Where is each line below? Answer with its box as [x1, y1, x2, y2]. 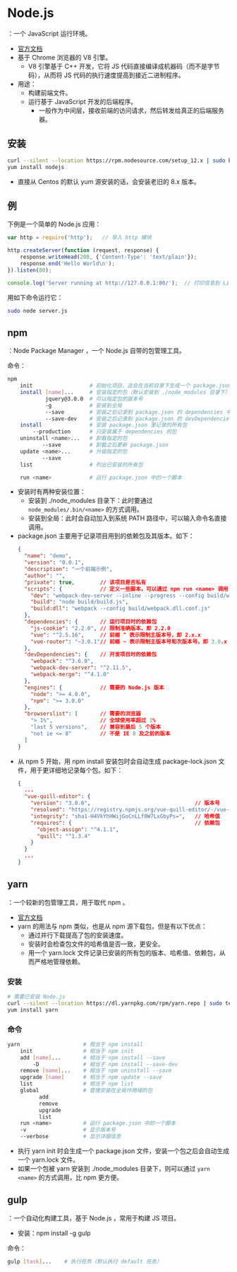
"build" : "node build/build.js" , [30, 599, 129, 606]
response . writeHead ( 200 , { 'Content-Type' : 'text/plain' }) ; [20, 253, 197, 261]
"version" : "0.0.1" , [24, 559, 85, 567]
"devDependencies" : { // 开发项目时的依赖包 [24, 651, 157, 659]
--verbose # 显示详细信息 [20, 1133, 121, 1140]
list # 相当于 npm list [20, 1080, 134, 1087]
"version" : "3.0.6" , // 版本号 [30, 799, 220, 807]
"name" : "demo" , [24, 553, 72, 560]
